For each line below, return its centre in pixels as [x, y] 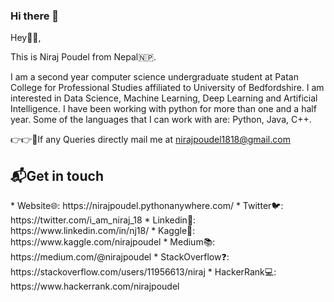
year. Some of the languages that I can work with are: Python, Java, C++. [161, 120]
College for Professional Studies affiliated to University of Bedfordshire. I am [167, 88]
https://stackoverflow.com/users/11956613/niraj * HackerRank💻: [143, 272]
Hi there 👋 [35, 16]
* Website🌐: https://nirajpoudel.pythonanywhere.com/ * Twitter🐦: [147, 206]
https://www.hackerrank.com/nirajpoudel [95, 286]
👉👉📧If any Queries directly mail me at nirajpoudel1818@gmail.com [150, 140]
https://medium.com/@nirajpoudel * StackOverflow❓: [120, 257]
